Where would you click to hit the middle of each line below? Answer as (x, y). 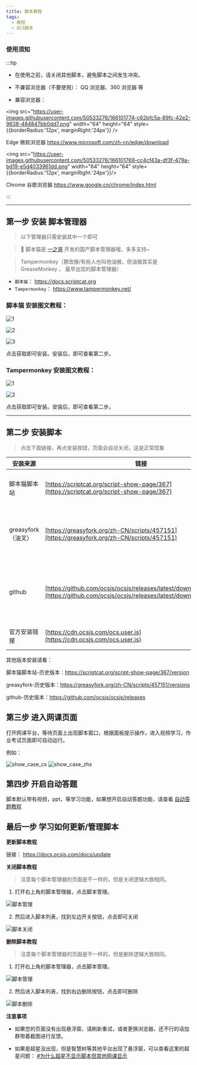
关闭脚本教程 (21, 867)
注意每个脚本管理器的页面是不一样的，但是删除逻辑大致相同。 (95, 954)
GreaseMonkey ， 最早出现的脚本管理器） (71, 269)
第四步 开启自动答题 (42, 784)
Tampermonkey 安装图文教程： (51, 370)
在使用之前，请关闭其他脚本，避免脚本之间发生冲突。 (79, 74)
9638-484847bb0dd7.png (38, 124)
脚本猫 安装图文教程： (37, 305)
